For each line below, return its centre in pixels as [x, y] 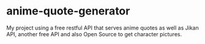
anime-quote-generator [68, 11]
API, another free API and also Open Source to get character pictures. [94, 34]
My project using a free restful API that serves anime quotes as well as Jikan [102, 28]
